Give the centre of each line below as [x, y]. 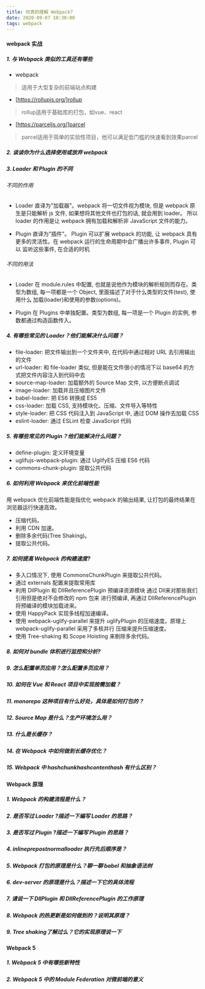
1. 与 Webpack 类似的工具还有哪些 [50, 59]
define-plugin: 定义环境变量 [50, 453]
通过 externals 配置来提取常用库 [55, 583]
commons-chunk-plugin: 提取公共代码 [63, 468]
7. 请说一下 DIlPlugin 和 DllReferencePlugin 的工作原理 [75, 899]
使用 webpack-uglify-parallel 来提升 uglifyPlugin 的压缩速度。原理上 [101, 621]
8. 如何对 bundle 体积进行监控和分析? [54, 651]
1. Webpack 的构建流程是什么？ [46, 799]
